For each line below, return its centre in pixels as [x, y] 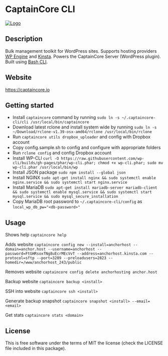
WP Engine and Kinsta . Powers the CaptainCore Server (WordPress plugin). [83, 56]
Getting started [30, 105]
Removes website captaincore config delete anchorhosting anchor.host [81, 272]
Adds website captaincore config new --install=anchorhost [68, 245]
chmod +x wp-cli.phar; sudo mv [130, 163]
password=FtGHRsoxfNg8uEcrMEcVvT [40, 254]
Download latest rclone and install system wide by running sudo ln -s [85, 127]
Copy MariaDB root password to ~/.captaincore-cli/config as [77, 201]
